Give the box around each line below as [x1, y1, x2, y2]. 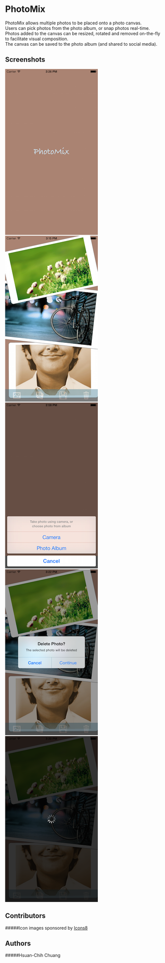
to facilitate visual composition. [5, 36, 69, 42]
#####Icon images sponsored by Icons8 [5, 925, 88, 931]
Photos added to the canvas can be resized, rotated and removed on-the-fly [5, 30, 161, 36]
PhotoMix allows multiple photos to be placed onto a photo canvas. [5, 20, 142, 26]
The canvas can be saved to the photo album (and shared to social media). [5, 41, 158, 47]
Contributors [5, 912, 46, 920]
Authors [5, 939, 31, 948]
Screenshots [5, 56, 45, 64]
